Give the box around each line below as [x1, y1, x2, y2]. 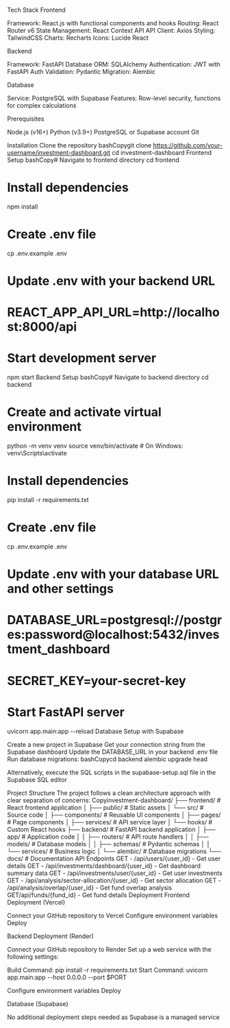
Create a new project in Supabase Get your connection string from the [7, 740, 205, 748]
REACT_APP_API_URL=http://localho [7, 304, 220, 320]
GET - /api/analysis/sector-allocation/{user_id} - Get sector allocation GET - [7, 876, 221, 884]
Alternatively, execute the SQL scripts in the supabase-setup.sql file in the [7, 768, 216, 776]
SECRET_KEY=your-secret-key [7, 673, 186, 689]
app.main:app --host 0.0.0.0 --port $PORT [7, 973, 127, 981]
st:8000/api [7, 319, 77, 335]
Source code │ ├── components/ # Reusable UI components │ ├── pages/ [7, 811, 221, 819]
